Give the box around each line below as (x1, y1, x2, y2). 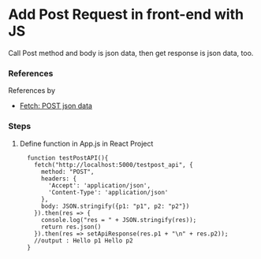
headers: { (40, 175, 77, 183)
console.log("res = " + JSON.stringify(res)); (40, 216, 197, 224)
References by (8, 86, 56, 95)
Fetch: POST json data (19, 101, 93, 111)
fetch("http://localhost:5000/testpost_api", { (34, 161, 193, 168)
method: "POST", (40, 168, 95, 176)
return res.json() (40, 223, 102, 231)
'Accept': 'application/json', (48, 181, 151, 190)
